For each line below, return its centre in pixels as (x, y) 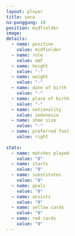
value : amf (30, 60)
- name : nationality (36, 110)
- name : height (30, 66)
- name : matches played (40, 153)
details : (17, 39)
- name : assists (31, 197)
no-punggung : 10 (26, 22)
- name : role (27, 55)
